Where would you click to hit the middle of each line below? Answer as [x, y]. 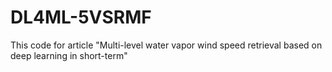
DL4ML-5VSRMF [81, 17]
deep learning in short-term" [69, 55]
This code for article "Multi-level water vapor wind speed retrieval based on [166, 45]
